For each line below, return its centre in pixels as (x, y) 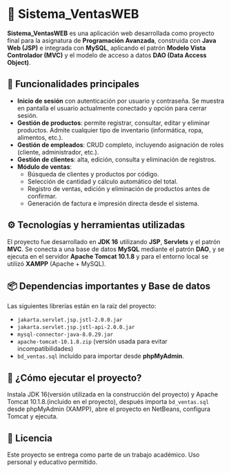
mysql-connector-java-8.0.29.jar (65, 335)
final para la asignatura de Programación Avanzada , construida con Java (112, 40)
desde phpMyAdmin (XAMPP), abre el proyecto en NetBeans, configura (109, 409)
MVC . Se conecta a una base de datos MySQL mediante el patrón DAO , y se (116, 249)
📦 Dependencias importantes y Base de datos (109, 286)
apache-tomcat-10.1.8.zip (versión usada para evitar (92, 341)
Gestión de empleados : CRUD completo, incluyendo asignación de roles (120, 145)
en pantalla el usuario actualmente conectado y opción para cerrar (112, 108)
